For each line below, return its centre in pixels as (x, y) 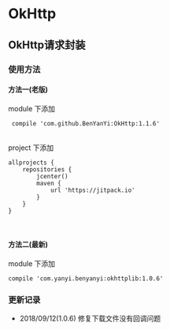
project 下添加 (31, 148)
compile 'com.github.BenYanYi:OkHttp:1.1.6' (85, 123)
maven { (49, 183)
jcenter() (52, 176)
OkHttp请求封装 (47, 45)
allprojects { (31, 163)
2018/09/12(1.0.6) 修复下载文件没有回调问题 (90, 319)
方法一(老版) (28, 90)
